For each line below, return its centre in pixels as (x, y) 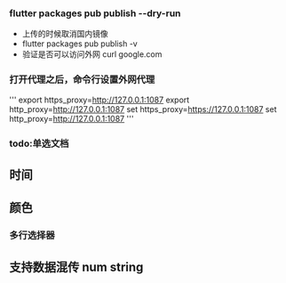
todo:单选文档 (39, 143)
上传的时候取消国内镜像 (65, 34)
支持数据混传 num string (76, 267)
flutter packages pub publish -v (79, 44)
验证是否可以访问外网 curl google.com (92, 54)
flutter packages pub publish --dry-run (95, 13)
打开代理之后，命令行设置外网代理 (82, 80)
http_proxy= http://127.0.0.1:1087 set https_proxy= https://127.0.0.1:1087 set (143, 109)
